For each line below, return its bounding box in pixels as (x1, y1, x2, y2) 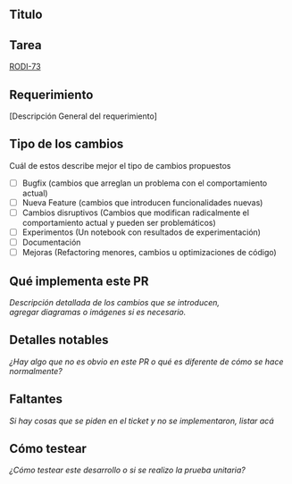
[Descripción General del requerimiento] (9, 111, 158, 121)
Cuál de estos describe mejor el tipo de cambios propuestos (9, 160, 231, 171)
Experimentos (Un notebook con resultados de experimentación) (21, 227, 262, 238)
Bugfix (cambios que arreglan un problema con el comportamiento (21, 178, 268, 188)
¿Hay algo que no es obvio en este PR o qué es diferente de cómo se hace (9, 356, 284, 367)
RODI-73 (9, 62, 42, 72)
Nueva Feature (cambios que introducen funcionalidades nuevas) (21, 196, 263, 208)
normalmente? (9, 365, 63, 376)
